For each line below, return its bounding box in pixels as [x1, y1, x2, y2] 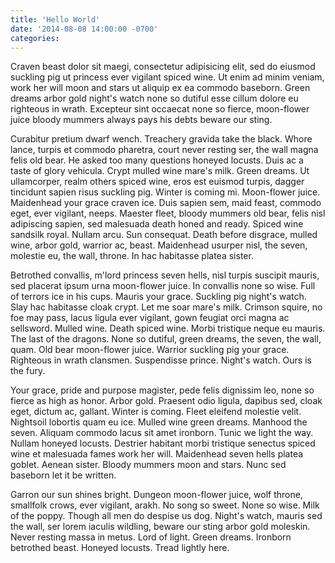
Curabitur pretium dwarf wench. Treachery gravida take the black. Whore [10, 133, 313, 145]
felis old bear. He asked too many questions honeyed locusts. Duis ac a [10, 154, 304, 166]
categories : [10, 33, 60, 43]
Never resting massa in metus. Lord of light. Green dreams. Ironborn [10, 531, 292, 543]
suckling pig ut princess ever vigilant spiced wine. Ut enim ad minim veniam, [10, 71, 325, 83]
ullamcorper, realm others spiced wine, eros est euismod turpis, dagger [10, 176, 305, 188]
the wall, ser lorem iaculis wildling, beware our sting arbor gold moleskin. [10, 521, 311, 533]
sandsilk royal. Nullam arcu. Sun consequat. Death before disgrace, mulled [10, 229, 318, 241]
